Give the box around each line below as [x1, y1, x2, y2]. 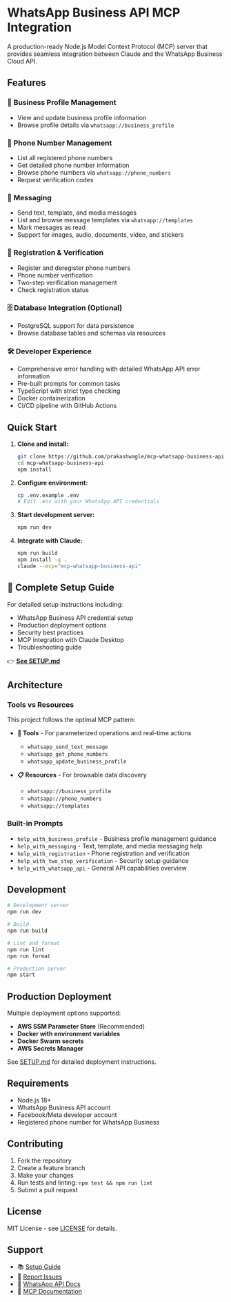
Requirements [7, 1078, 69, 1089]
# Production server [7, 965, 67, 972]
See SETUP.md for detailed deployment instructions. [7, 1058, 157, 1066]
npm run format [7, 953, 51, 960]
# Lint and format [7, 940, 60, 946]
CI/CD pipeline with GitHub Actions [17, 402, 117, 410]
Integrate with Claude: [17, 536, 83, 545]
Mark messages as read [17, 223, 86, 232]
